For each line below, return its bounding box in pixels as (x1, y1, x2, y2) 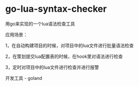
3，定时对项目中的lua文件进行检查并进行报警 (5, 64, 99, 70)
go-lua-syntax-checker (5, 3, 107, 15)
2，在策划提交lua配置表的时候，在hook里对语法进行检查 (5, 53, 123, 59)
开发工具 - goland (5, 75, 42, 81)
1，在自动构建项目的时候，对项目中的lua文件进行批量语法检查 (5, 42, 134, 49)
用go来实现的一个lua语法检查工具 (5, 20, 75, 27)
